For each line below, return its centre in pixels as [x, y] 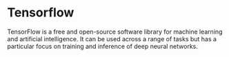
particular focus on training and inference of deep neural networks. [103, 46]
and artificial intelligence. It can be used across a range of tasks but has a [112, 38]
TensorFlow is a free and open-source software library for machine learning [115, 32]
